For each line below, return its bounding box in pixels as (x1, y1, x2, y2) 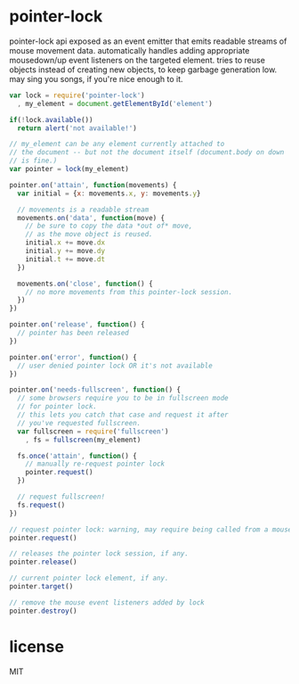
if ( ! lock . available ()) (9, 115, 93, 124)
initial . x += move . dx (25, 238, 105, 247)
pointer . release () (9, 557, 77, 567)
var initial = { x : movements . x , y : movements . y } (17, 189, 201, 198)
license (9, 636, 65, 656)
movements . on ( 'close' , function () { (17, 279, 153, 288)
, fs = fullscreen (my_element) (25, 435, 141, 444)
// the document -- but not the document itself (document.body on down (9, 148, 285, 157)
